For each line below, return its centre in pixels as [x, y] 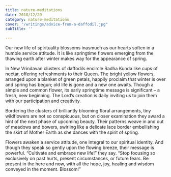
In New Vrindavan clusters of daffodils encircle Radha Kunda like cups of [81, 69]
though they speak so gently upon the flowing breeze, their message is [80, 147]
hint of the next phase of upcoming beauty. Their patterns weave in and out [84, 122]
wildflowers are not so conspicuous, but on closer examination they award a [85, 116]
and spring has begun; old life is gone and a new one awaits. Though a [79, 85]
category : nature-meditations [37, 19]
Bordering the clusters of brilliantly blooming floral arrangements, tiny [78, 111]
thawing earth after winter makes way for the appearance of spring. [76, 58]
